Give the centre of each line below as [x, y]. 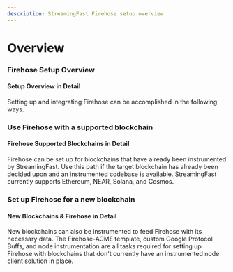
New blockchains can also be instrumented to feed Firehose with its [105, 232]
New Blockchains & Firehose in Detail [62, 216]
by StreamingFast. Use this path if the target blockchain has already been [113, 167]
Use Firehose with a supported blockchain [80, 127]
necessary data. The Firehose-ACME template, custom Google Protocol [110, 239]
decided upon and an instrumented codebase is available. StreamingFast [112, 174]
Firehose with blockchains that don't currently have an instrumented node [113, 254]
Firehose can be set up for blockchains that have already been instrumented [117, 159]
